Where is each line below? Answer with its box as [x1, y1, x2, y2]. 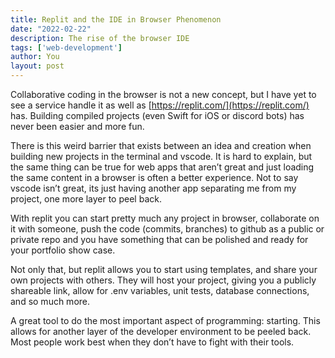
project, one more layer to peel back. [10, 193, 162, 205]
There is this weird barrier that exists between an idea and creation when [10, 140, 312, 151]
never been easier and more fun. [10, 121, 145, 132]
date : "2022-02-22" [10, 24, 92, 34]
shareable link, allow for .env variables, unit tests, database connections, [10, 285, 310, 296]
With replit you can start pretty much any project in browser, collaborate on [10, 212, 320, 224]
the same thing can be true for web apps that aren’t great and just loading [10, 161, 315, 173]
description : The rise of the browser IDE [10, 33, 190, 43]
